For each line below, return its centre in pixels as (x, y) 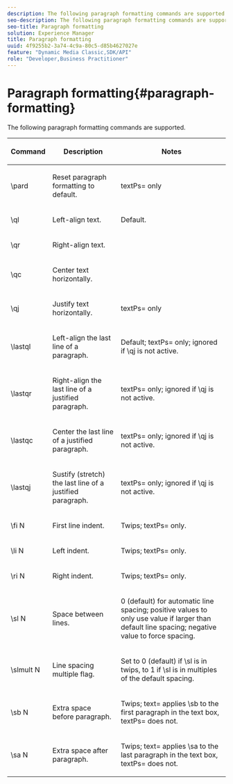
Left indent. (71, 550)
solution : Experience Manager (51, 33)
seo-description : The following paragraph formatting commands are (107, 20)
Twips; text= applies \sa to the (169, 746)
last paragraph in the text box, (169, 755)
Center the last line (83, 432)
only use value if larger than (166, 618)
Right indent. (73, 575)
